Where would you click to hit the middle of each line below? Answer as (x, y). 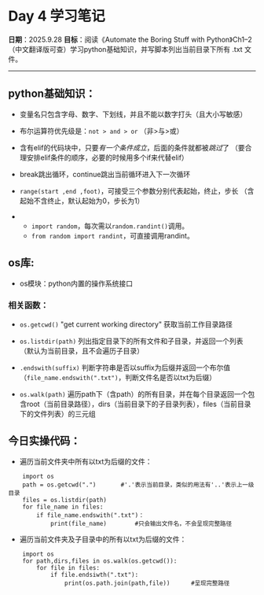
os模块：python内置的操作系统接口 (76, 283)
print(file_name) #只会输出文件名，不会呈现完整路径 (141, 523)
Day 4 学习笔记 (57, 16)
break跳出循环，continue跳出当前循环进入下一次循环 (105, 174)
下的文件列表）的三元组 (57, 413)
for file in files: (68, 567)
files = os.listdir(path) (65, 500)
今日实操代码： (44, 441)
